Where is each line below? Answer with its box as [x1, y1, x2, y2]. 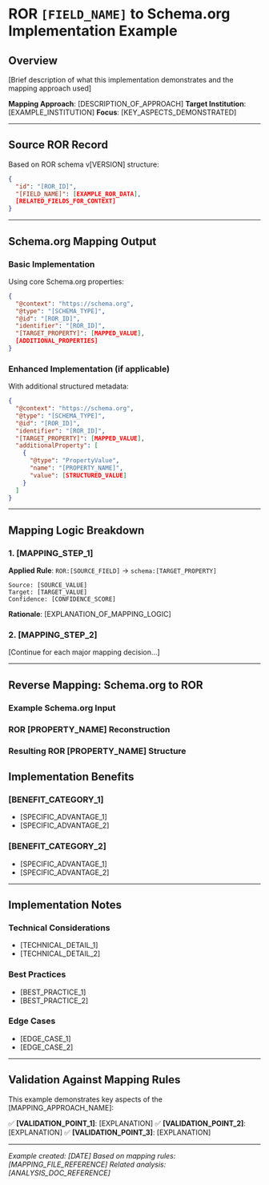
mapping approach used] [8, 83, 92, 93]
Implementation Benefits [8, 770, 134, 784]
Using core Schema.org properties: [8, 276, 124, 286]
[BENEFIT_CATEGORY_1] [8, 794, 104, 805]
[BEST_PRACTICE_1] [19, 987, 86, 997]
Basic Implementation [8, 258, 95, 269]
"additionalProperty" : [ [15, 441, 98, 449]
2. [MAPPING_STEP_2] [8, 630, 98, 641]
